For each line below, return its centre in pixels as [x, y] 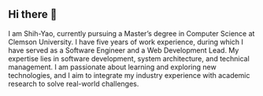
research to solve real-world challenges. [74, 83]
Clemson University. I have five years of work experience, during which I [126, 42]
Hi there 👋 [33, 15]
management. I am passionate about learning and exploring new [112, 67]
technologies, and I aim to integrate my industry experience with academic [129, 75]
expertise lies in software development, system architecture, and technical [129, 58]
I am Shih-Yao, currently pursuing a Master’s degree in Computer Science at [131, 33]
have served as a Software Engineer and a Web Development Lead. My [124, 50]
